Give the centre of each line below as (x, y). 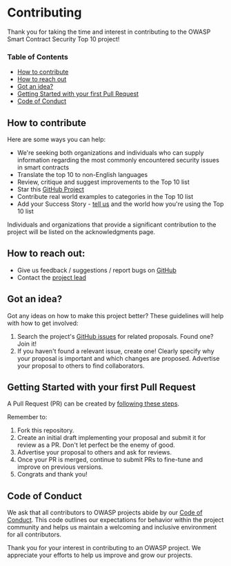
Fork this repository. (46, 430)
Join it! (27, 344)
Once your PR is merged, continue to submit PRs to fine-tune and (110, 460)
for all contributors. (34, 534)
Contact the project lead (51, 277)
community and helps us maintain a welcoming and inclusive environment (112, 527)
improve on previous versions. (60, 467)
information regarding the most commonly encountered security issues (118, 160)
